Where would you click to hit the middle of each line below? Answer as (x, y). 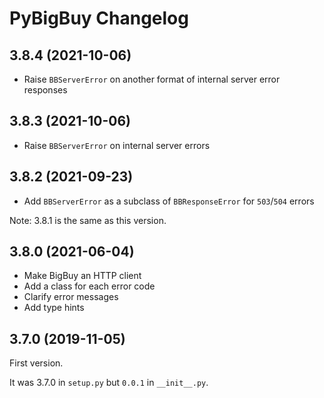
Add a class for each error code (89, 286)
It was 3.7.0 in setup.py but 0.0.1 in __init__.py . (109, 383)
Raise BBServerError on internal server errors (117, 145)
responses (45, 90)
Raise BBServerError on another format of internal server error (152, 79)
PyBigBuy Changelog (99, 18)
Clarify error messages (71, 297)
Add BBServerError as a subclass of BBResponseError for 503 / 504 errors (169, 201)
